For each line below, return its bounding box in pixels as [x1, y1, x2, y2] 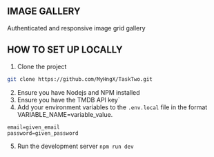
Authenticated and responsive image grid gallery [7, 24, 146, 32]
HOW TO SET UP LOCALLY [7, 44, 123, 56]
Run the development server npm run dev [17, 142, 134, 150]
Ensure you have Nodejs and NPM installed [17, 88, 140, 96]
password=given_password [7, 129, 79, 137]
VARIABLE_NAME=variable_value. [17, 110, 113, 118]
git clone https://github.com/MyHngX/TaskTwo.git [7, 75, 153, 82]
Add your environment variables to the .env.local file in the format [17, 103, 208, 111]
